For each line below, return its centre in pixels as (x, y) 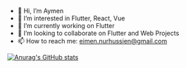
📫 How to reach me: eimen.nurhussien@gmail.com (92, 41)
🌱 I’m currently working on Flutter (66, 26)
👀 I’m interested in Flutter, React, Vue (71, 18)
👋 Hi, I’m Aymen (41, 11)
